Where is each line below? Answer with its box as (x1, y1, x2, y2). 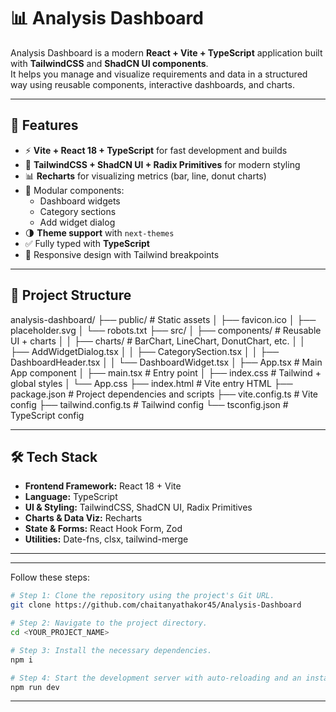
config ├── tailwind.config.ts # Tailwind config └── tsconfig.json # (10, 398, 289, 410)
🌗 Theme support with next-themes (24, 226, 175, 239)
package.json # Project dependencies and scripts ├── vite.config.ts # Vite (10, 388, 318, 400)
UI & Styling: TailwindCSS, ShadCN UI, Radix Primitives (24, 501, 253, 514)
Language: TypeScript (24, 491, 118, 503)
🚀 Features (10, 117, 79, 134)
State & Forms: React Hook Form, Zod (24, 523, 183, 535)
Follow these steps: (10, 571, 90, 584)
